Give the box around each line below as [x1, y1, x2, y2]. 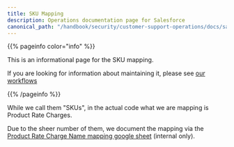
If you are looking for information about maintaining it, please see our [7, 69, 205, 77]
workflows [7, 77, 38, 85]
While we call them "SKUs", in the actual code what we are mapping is [7, 104, 209, 112]
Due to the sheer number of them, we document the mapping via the [7, 125, 204, 133]
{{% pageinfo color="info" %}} [7, 42, 95, 51]
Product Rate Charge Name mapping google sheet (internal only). [7, 132, 195, 140]
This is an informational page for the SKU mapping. [7, 56, 154, 64]
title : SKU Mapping [7, 10, 64, 17]
